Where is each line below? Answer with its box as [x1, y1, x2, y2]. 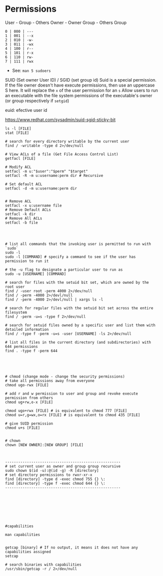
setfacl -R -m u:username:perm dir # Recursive [5, 173, 104, 178]
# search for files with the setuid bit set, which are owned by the [5, 280, 149, 285]
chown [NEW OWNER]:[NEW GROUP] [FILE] [5, 442, 84, 448]
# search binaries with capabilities [5, 562, 82, 567]
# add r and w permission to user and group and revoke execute [5, 391, 138, 396]
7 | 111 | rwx [5, 59, 34, 64]
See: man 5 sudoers [12, 67, 51, 73]
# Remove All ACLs [5, 216, 42, 221]
